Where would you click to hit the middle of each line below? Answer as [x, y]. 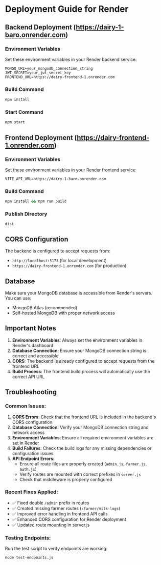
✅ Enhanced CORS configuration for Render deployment [69, 519]
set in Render [25, 443]
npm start [15, 122]
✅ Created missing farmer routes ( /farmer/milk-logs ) [66, 508]
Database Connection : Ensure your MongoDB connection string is [79, 350]
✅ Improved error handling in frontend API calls [60, 513]
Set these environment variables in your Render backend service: [71, 59]
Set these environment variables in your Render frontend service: [71, 170]
